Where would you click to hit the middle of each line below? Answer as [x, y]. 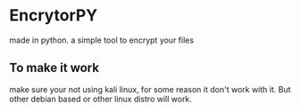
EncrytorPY [54, 16]
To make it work [54, 68]
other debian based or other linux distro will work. [100, 99]
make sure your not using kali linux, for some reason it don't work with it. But [150, 89]
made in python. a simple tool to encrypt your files [102, 40]
